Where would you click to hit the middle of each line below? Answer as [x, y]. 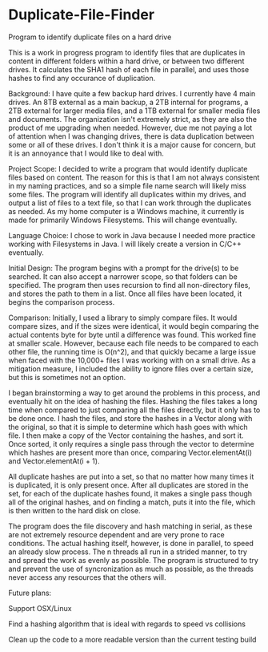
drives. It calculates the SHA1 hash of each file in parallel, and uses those [129, 69]
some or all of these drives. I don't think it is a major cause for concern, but [132, 144]
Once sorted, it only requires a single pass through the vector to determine [131, 443]
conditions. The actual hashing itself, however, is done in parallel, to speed [131, 543]
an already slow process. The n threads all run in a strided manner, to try [128, 552]
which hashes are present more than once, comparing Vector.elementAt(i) [130, 452]
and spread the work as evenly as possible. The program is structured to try [133, 560]
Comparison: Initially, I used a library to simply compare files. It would [123, 318]
